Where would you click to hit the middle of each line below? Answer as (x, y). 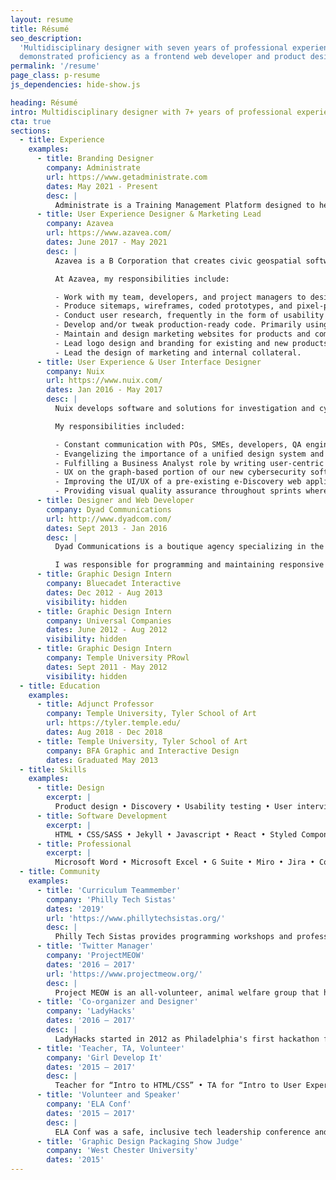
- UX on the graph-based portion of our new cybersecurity (180, 472)
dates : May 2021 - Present (102, 186)
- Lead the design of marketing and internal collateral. (178, 352)
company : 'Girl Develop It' (104, 1057)
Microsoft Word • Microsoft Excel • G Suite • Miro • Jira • (184, 862)
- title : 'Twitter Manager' (95, 946)
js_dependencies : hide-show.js (75, 85)
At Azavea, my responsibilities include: (142, 279)
